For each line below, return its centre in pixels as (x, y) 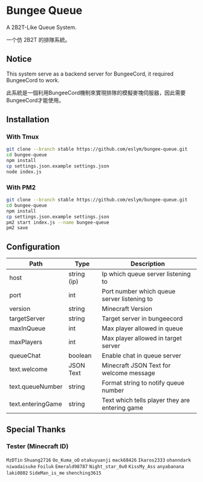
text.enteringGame (36, 404)
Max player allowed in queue (142, 328)
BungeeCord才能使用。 (35, 100)
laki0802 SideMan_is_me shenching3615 (54, 473)
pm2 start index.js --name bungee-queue (58, 222)
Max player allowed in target (142, 338)
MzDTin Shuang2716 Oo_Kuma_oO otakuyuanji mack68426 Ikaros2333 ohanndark (99, 460)
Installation (28, 119)
